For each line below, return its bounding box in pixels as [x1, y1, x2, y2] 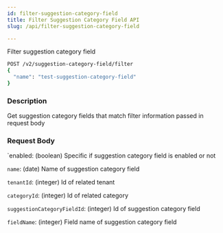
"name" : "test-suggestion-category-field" [13, 73, 137, 81]
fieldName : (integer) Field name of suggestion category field [7, 218, 177, 226]
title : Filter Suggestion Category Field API [7, 16, 139, 23]
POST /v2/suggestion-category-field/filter [7, 61, 134, 68]
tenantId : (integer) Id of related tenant [7, 178, 115, 186]
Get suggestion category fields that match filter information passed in [7, 112, 204, 120]
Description [7, 96, 47, 106]
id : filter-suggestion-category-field [7, 10, 118, 17]
